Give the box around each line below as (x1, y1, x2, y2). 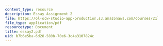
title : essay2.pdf (5, 29, 42, 34)
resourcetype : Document (5, 25, 53, 30)
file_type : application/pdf (5, 20, 62, 25)
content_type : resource (5, 7, 53, 12)
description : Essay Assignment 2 (5, 11, 73, 16)
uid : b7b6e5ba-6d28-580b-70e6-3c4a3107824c (5, 34, 95, 39)
